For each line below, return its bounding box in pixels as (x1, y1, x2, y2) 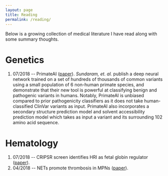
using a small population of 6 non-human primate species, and (12, 82, 144, 88)
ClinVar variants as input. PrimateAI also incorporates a (34, 103, 149, 109)
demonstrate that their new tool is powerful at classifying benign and (12, 87, 157, 93)
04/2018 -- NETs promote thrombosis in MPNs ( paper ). (12, 165, 129, 171)
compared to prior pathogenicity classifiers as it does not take (12, 98, 144, 104)
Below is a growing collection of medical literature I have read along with (5, 31, 158, 37)
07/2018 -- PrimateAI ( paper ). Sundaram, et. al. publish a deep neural (12, 71, 159, 77)
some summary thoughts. (5, 36, 59, 42)
